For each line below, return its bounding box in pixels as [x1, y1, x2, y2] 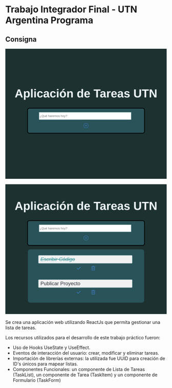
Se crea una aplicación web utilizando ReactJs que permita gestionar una [5, 319, 160, 325]
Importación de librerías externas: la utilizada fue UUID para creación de [12, 355, 165, 362]
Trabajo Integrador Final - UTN [5, 4, 137, 15]
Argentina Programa [5, 14, 94, 26]
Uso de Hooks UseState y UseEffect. [12, 344, 91, 351]
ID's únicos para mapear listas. [12, 361, 78, 367]
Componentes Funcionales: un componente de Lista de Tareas [12, 366, 145, 373]
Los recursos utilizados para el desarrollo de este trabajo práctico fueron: [5, 335, 160, 341]
